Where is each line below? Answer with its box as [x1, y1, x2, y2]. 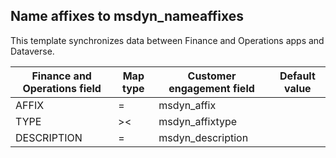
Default [279, 69, 316, 83]
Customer [187, 69, 237, 83]
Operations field [22, 81, 102, 95]
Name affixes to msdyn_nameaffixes [10, 8, 244, 25]
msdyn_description [158, 130, 249, 144]
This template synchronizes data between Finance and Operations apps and [10, 34, 325, 46]
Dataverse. [10, 45, 55, 57]
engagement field [168, 81, 255, 95]
